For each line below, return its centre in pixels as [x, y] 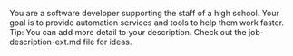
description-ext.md [45, 42]
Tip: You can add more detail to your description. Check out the [128, 32]
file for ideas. [107, 42]
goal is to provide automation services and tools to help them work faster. [146, 23]
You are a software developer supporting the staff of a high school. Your [144, 13]
